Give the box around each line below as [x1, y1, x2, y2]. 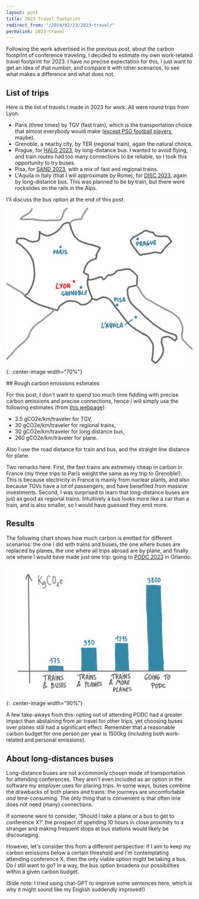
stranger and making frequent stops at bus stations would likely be [6, 825, 169, 832]
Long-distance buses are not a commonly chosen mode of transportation [6, 770, 185, 776]
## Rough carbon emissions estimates [6, 380, 100, 387]
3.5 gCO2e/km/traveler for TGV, [14, 416, 92, 423]
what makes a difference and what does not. [6, 71, 115, 78]
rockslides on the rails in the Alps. [14, 185, 98, 192]
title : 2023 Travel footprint [6, 15, 81, 22]
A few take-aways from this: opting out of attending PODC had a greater [6, 711, 182, 718]
